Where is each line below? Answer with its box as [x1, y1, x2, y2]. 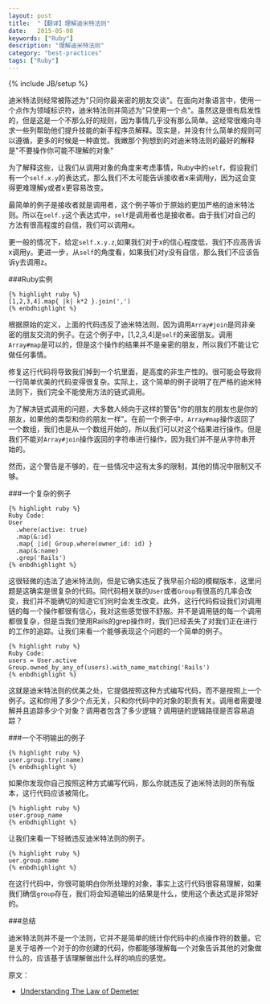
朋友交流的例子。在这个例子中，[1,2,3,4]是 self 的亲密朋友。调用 [22, 329, 233, 339]
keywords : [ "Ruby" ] [8, 34, 74, 43]
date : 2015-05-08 [8, 27, 74, 35]
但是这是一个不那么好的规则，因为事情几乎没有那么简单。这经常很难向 [22, 115, 255, 125]
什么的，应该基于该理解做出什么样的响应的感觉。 [8, 953, 170, 962]
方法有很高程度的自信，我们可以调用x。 [8, 220, 139, 229]
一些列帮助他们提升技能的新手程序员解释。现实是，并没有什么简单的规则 [14, 125, 255, 135]
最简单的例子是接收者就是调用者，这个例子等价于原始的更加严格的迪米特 [8, 200, 247, 209]
